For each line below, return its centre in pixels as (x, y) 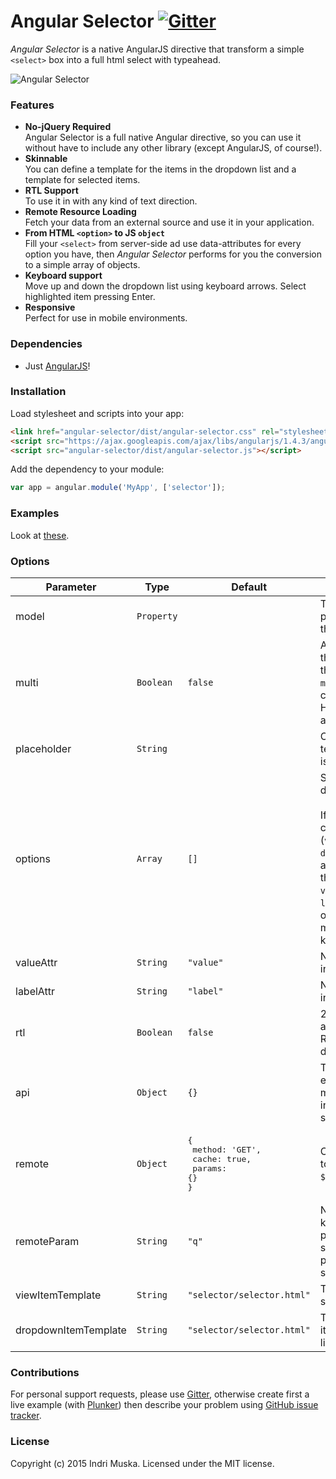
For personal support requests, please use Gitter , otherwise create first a (160, 1394)
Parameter (71, 587)
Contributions (45, 1372)
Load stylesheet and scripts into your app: (97, 413)
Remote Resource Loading (80, 212)
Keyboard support (63, 276)
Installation (38, 392)
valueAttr (36, 962)
